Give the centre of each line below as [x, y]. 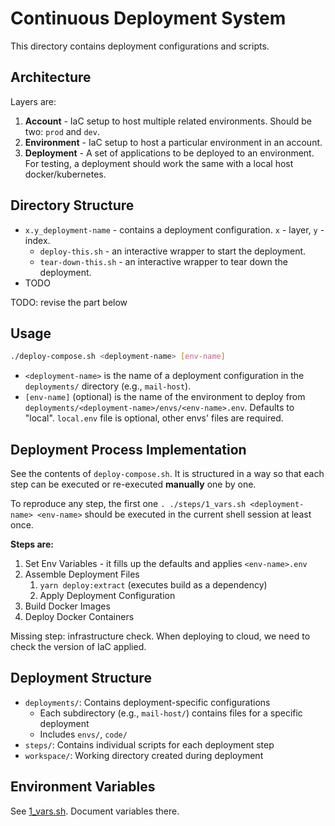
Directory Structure [72, 205]
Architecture [51, 77]
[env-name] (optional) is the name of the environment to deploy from [165, 397]
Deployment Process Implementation [128, 449]
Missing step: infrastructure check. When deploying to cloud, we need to [160, 636]
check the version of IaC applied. [78, 647]
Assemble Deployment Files [82, 574]
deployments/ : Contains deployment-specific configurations [147, 702]
